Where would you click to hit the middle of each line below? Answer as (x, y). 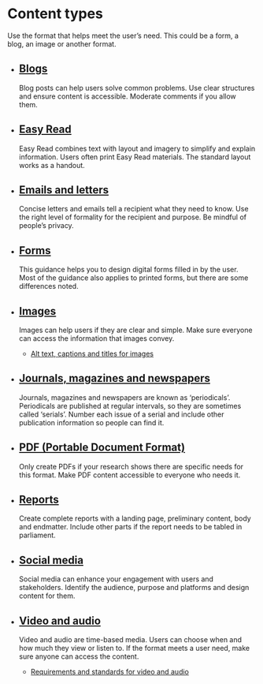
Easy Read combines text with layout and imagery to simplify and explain (137, 148)
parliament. (37, 535)
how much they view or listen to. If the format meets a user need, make (134, 648)
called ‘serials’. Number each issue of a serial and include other (121, 414)
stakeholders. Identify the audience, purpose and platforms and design (134, 588)
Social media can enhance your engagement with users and (116, 579)
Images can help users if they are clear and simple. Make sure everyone (135, 330)
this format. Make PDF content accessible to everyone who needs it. (130, 475)
